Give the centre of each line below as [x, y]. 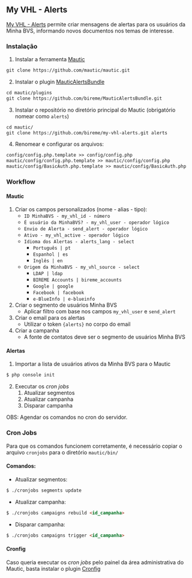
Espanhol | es [50, 254]
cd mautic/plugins [29, 92]
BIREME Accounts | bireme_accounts [77, 280]
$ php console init [31, 375]
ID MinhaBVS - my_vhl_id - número [67, 216]
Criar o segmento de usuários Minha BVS [66, 305]
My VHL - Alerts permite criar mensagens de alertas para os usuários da [96, 24]
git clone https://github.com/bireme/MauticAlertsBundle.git [84, 98]
